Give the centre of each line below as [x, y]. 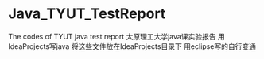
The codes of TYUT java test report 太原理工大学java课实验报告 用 [116, 36]
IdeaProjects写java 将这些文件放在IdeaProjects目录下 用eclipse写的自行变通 [132, 46]
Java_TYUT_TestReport [87, 14]
